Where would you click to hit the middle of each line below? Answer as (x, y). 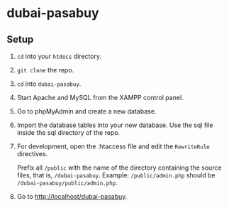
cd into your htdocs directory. (59, 56)
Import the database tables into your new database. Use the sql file (115, 125)
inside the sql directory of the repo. (68, 132)
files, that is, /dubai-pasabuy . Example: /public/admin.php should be (116, 175)
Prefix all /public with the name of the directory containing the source (119, 168)
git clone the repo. (45, 70)
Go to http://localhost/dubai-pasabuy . (72, 196)
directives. (32, 154)
